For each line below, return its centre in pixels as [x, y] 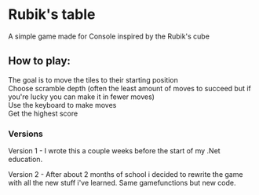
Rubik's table [52, 15]
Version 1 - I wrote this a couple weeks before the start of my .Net [115, 151]
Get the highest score [43, 113]
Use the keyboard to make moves [62, 105]
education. [26, 160]
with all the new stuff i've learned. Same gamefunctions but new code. [122, 183]
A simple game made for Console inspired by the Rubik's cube [109, 36]
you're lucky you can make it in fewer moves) [82, 97]
